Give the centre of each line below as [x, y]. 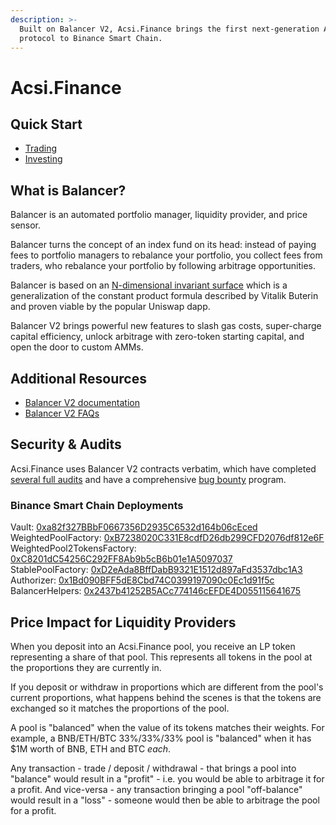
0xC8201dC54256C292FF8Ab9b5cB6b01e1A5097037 [121, 559]
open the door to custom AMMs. [77, 347]
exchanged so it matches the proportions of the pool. [120, 708]
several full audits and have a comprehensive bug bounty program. [148, 479]
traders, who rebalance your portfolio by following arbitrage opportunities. [163, 266]
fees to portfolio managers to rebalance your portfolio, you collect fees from [166, 255]
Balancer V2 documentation [82, 402]
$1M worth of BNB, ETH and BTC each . [91, 748]
